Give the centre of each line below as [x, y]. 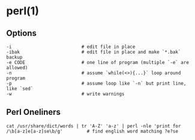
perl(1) [22, 11]
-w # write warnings [65, 94]
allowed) [17, 68]
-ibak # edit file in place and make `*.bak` [94, 52]
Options [22, 33]
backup [14, 57]
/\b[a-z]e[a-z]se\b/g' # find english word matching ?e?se [92, 131]
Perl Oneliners [34, 112]
